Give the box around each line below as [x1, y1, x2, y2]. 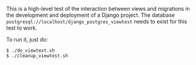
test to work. [6, 24, 38, 31]
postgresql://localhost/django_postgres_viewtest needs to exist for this [6, 18, 188, 25]
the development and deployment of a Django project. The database [6, 11, 175, 19]
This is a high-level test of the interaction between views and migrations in [6, 5, 190, 12]
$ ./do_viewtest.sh [6, 48, 55, 54]
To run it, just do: [6, 36, 48, 43]
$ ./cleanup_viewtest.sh [6, 53, 68, 59]
